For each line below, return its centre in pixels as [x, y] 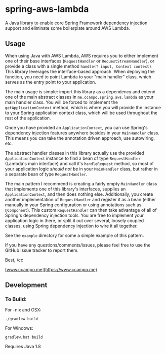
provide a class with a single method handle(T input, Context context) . [79, 66]
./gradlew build [22, 319]
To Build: [16, 299]
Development [26, 285]
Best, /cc [14, 260]
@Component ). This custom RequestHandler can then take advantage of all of [81, 210]
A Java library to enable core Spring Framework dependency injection [76, 23]
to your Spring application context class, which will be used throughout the [81, 113]
